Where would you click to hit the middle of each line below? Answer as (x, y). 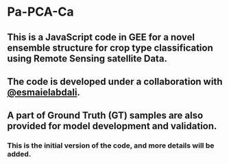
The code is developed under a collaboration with (115, 82)
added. (19, 154)
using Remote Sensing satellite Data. (87, 58)
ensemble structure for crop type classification (110, 47)
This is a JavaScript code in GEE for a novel (101, 37)
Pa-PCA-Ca (40, 12)
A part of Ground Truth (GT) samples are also (105, 116)
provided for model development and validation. (112, 126)
